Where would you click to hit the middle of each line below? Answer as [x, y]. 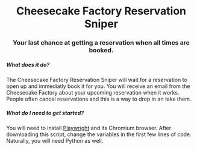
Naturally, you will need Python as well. [55, 141]
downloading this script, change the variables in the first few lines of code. [99, 134]
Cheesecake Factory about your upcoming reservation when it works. [93, 93]
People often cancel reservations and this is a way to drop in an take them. [99, 99]
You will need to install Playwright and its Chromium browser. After [89, 128]
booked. [101, 51]
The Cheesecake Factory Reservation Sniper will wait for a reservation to [97, 80]
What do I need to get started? [45, 113]
